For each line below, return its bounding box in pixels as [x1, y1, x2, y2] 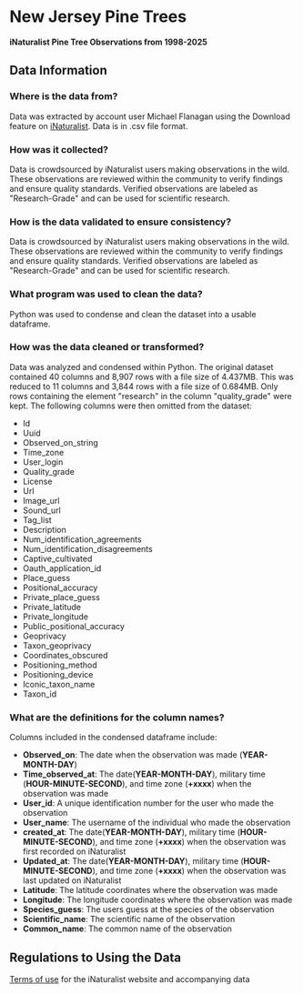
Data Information [9, 63, 107, 78]
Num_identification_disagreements [22, 543, 153, 554]
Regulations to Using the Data [9, 949, 182, 965]
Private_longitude [22, 611, 89, 622]
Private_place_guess [22, 591, 100, 602]
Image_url [22, 495, 60, 506]
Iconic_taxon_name [22, 678, 96, 689]
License [22, 476, 53, 487]
